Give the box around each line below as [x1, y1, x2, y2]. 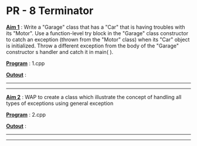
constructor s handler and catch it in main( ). [6, 48, 114, 55]
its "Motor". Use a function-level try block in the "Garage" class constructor [6, 29, 189, 36]
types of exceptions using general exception [6, 100, 114, 107]
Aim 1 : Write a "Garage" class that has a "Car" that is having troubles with [6, 23, 185, 30]
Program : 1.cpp [6, 60, 45, 67]
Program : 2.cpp [6, 111, 46, 118]
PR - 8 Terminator [6, 4, 94, 18]
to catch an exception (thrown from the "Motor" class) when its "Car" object [6, 36, 190, 43]
